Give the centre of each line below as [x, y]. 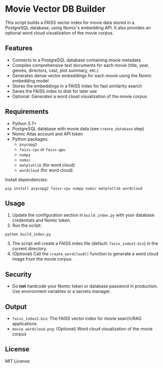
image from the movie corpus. [42, 259]
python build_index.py [28, 235]
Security [18, 274]
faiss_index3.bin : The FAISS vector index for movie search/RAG [77, 318]
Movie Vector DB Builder [55, 9]
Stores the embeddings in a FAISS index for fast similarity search [77, 86]
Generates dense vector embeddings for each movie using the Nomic [82, 75]
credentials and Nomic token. [42, 220]
